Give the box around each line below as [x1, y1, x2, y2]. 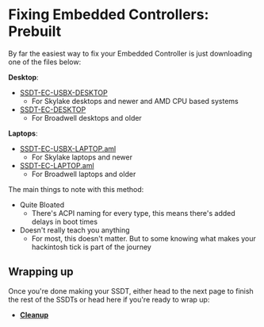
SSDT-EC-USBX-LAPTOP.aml [19, 144, 117, 153]
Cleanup [19, 310, 49, 319]
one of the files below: [8, 57, 82, 67]
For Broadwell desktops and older [31, 113, 143, 122]
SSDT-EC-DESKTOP [19, 105, 86, 114]
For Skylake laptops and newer [31, 152, 133, 162]
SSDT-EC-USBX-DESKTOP [19, 87, 109, 97]
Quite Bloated [19, 200, 65, 210]
